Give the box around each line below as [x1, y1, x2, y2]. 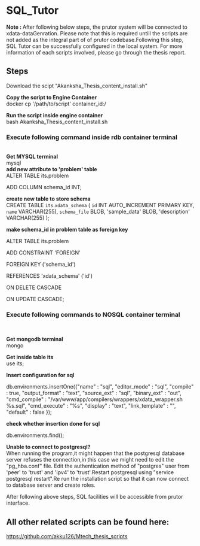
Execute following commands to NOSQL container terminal [6, 310, 180, 318]
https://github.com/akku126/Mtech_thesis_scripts [6, 533, 128, 540]
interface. [6, 499, 30, 506]
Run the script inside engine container [6, 111, 103, 119]
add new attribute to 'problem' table [6, 166, 97, 173]
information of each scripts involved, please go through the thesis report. [6, 48, 186, 56]
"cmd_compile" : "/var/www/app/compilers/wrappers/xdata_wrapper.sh [6, 396, 183, 403]
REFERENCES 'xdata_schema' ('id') [6, 272, 93, 280]
